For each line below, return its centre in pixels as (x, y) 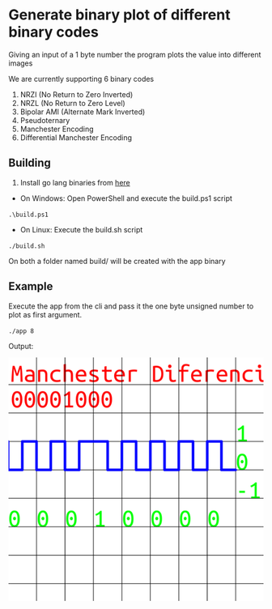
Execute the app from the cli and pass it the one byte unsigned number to (131, 306)
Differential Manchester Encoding (76, 137)
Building (30, 163)
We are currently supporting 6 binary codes (81, 79)
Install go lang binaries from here (75, 182)
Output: (21, 346)
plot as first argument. (45, 314)
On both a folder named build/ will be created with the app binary (117, 261)
